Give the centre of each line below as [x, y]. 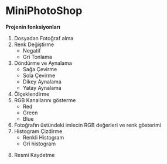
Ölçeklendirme [32, 94]
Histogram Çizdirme [38, 131]
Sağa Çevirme [40, 69]
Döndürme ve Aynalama [43, 63]
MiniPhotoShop [44, 11]
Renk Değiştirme [34, 44]
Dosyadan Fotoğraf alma [44, 38]
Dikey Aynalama [42, 81]
